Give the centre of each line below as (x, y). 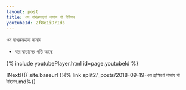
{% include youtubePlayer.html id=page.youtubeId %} (72, 64)
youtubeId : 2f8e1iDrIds (36, 23)
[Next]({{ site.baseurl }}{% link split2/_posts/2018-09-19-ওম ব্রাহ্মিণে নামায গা (93, 75)
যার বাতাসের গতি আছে (34, 52)
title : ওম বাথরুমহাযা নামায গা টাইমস (41, 17)
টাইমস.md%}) (21, 82)
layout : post (22, 12)
